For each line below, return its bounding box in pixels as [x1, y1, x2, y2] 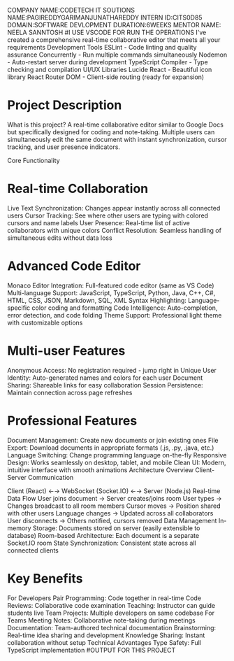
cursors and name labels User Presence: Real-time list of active [7, 218, 190, 227]
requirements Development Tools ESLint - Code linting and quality [7, 43, 197, 51]
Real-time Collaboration [7, 181, 149, 197]
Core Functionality [7, 156, 61, 164]
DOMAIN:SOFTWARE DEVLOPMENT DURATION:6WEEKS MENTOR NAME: [7, 21, 221, 29]
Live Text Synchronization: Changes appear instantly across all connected [7, 204, 221, 212]
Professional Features [7, 413, 138, 429]
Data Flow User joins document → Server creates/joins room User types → [7, 494, 222, 502]
